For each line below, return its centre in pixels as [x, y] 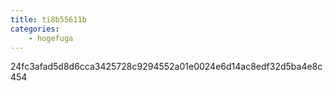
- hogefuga [51, 38]
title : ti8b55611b [48, 19]
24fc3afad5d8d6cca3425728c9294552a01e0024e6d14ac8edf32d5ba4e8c [166, 67]
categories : [35, 29]
